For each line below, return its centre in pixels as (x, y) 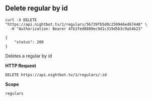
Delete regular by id (36, 8)
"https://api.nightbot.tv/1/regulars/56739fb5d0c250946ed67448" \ (76, 24)
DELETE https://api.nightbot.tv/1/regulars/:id (56, 75)
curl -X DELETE (21, 20)
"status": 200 (29, 42)
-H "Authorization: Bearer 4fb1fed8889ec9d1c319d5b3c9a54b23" (76, 29)
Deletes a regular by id (29, 56)
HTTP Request (21, 66)
